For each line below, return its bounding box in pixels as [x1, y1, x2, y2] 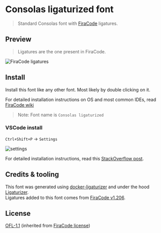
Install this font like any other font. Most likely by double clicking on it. [5, 86, 150, 92]
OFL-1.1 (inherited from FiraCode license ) [5, 222, 91, 229]
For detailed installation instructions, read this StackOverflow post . [5, 155, 144, 161]
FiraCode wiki [5, 102, 34, 108]
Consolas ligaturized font [5, 4, 114, 15]
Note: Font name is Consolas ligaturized [17, 112, 104, 118]
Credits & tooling [5, 170, 59, 179]
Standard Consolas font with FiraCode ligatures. [17, 20, 118, 26]
